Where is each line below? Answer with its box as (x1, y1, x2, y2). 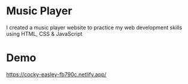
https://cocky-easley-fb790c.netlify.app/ (6, 70, 107, 78)
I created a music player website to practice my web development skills (6, 24, 183, 31)
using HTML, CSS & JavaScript (6, 30, 83, 37)
